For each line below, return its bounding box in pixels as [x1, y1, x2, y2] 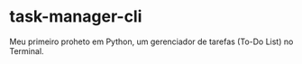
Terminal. [9, 45, 44, 56]
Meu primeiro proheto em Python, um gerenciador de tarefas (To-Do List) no [9, 36, 294, 47]
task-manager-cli [9, 6, 142, 27]
